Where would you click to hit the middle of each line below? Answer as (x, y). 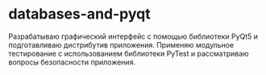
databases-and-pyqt (79, 14)
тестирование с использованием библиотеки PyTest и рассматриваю (129, 53)
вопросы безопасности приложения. (72, 62)
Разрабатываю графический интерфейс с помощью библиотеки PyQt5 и (133, 36)
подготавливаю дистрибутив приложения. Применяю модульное (121, 44)
